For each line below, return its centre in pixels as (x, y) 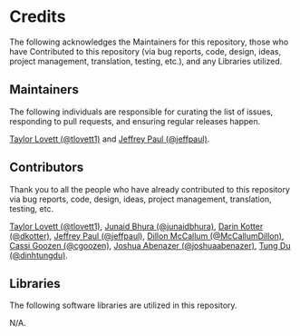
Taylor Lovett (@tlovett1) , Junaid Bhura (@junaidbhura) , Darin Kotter (136, 226)
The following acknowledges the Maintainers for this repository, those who (149, 42)
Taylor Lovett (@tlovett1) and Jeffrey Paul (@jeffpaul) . (110, 139)
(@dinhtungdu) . (39, 255)
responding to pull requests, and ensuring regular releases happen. (135, 121)
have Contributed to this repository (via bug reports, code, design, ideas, (145, 51)
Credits (38, 17)
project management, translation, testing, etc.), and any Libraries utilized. (146, 61)
